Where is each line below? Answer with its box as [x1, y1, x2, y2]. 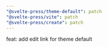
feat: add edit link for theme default [6, 36, 93, 43]
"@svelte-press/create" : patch [6, 19, 84, 25]
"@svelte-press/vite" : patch [6, 14, 78, 20]
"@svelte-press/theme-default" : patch [6, 8, 102, 15]
